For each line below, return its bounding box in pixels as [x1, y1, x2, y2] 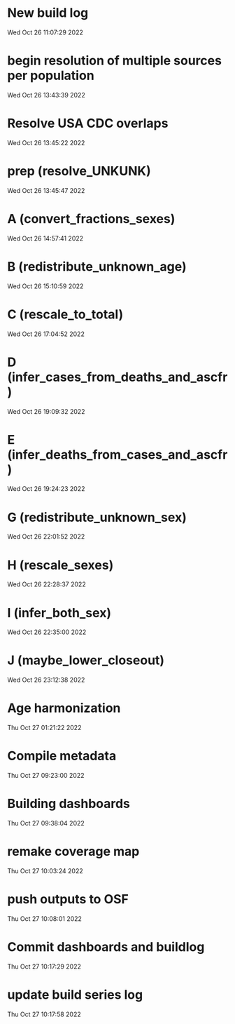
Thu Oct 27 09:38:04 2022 [7, 819, 85, 827]
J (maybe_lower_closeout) [7, 652, 165, 668]
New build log [7, 5, 89, 21]
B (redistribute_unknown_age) [7, 258, 187, 274]
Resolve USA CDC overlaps [7, 116, 169, 131]
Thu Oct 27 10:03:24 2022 [7, 866, 83, 875]
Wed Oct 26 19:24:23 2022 [7, 485, 85, 493]
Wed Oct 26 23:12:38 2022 [7, 675, 85, 685]
